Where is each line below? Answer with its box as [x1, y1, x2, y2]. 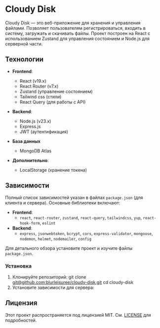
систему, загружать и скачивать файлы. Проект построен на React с [5, 30, 151, 36]
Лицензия [5, 299, 38, 307]
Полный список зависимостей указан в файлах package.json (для [5, 194, 143, 200]
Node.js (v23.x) [19, 118, 51, 124]
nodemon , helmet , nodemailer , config [19, 235, 92, 241]
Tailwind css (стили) [19, 94, 62, 99]
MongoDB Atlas [19, 147, 52, 154]
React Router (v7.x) [19, 83, 59, 89]
